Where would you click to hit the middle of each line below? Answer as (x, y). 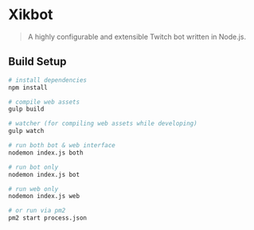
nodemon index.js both (46, 153)
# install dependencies (48, 80)
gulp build (26, 109)
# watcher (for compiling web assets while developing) (103, 124)
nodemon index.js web (44, 197)
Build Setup (37, 62)
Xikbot (31, 15)
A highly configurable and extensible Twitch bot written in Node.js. (137, 37)
